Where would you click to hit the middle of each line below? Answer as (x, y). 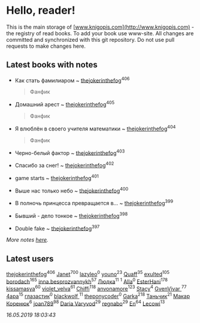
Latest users (30, 259)
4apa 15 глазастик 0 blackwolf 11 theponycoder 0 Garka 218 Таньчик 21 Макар (98, 295)
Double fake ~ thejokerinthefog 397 (57, 228)
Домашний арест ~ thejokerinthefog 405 (65, 104)
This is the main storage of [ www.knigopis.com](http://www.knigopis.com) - (100, 27)
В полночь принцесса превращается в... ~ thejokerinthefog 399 (94, 202)
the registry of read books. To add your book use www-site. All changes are (100, 33)
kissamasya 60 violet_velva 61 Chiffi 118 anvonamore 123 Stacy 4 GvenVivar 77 (96, 288)
